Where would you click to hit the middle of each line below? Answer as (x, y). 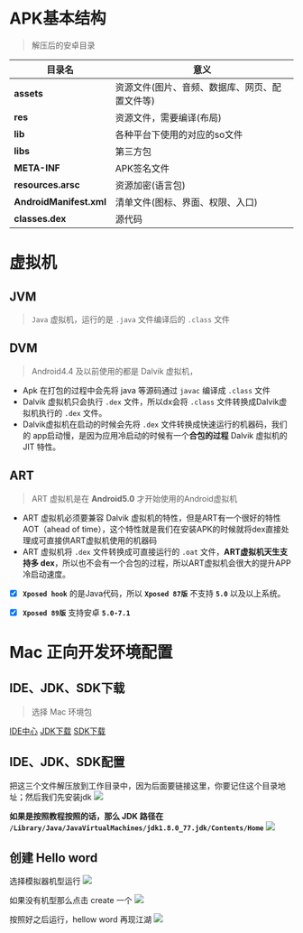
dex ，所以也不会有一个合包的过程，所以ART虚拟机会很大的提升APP (165, 563)
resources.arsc (47, 184)
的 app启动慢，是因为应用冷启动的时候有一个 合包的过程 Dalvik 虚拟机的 (155, 435)
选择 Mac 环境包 (62, 711)
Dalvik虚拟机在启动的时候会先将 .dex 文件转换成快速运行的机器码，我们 (155, 424)
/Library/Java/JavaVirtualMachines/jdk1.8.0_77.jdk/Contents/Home (137, 828)
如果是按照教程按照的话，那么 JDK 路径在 (87, 816)
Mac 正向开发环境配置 (91, 652)
